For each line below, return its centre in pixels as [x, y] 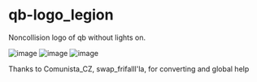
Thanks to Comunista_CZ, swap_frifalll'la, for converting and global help [129, 69]
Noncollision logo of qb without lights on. [77, 37]
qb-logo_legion [61, 15]
